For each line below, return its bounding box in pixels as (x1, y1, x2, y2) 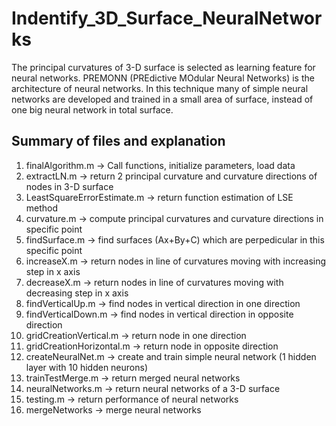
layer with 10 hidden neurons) (25, 361, 149, 373)
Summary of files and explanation (11, 133, 226, 150)
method (25, 202, 59, 214)
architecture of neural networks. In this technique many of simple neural (11, 82, 309, 94)
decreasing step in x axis (25, 287, 129, 299)
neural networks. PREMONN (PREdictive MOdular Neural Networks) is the (11, 72, 315, 84)
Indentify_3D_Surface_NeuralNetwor (11, 7, 323, 30)
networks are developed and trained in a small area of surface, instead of (11, 93, 314, 105)
